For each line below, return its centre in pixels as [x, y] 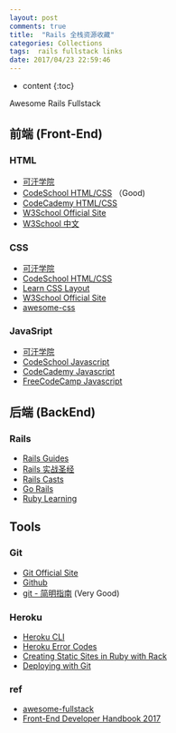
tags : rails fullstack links [66, 52]
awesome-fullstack [58, 709]
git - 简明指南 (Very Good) [71, 593]
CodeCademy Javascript [69, 372]
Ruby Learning [50, 498]
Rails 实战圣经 [48, 469]
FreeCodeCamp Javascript [72, 381]
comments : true [38, 26]
